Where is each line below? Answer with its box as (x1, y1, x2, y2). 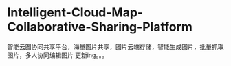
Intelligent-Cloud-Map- (7, 5, 144, 20)
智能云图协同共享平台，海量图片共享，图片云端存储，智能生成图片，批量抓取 (7, 42, 224, 50)
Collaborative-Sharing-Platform (7, 19, 192, 35)
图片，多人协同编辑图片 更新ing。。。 (7, 51, 109, 59)
